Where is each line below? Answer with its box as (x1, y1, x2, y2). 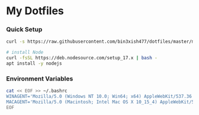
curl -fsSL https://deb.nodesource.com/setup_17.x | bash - (6, 55, 158, 61)
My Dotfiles (6, 4, 64, 18)
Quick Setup (6, 25, 43, 34)
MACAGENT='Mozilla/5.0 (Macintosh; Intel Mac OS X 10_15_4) (6, 99, 158, 105)
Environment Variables (6, 74, 73, 82)
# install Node (6, 49, 44, 56)
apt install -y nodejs (6, 60, 62, 66)
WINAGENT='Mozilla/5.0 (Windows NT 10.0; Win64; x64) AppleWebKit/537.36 (6, 94, 192, 100)
